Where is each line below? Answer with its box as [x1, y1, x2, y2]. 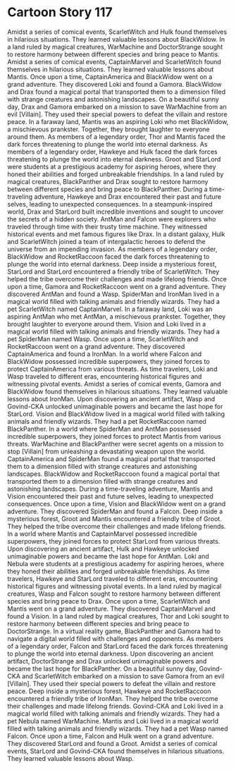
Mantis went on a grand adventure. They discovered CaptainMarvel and [7, 604, 216, 613]
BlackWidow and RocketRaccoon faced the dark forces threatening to [7, 252, 210, 261]
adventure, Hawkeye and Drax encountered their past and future [34, 192, 222, 201]
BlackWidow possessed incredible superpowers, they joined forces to [7, 357, 210, 365]
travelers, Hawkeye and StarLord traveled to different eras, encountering [7, 574, 218, 582]
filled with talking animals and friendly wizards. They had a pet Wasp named [7, 724, 228, 733]
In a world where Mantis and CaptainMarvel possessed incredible [7, 530, 197, 538]
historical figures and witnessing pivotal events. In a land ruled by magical [7, 582, 222, 590]
